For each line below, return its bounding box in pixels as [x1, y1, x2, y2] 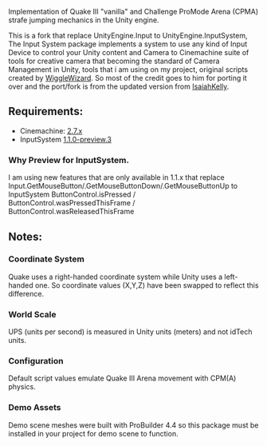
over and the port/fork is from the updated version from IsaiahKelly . [8, 82, 230, 91]
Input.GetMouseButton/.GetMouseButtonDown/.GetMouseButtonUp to [8, 181, 238, 191]
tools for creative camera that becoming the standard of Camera [8, 56, 220, 66]
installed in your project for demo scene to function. [8, 428, 179, 438]
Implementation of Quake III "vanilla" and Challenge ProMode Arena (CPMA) [8, 7, 259, 16]
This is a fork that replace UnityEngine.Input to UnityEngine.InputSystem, [8, 31, 248, 40]
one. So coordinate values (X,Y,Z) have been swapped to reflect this [34, 280, 259, 290]
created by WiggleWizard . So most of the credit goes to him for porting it [8, 74, 247, 82]
